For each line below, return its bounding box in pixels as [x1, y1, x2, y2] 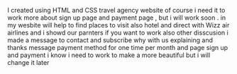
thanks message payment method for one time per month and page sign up [7, 44, 228, 51]
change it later [7, 58, 50, 66]
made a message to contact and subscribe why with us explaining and [7, 36, 214, 44]
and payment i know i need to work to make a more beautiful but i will [7, 51, 211, 59]
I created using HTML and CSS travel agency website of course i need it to [7, 6, 226, 14]
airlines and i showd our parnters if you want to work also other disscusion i [7, 28, 228, 37]
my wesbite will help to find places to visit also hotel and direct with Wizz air [7, 21, 230, 29]
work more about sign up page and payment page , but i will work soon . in [7, 13, 226, 22]
